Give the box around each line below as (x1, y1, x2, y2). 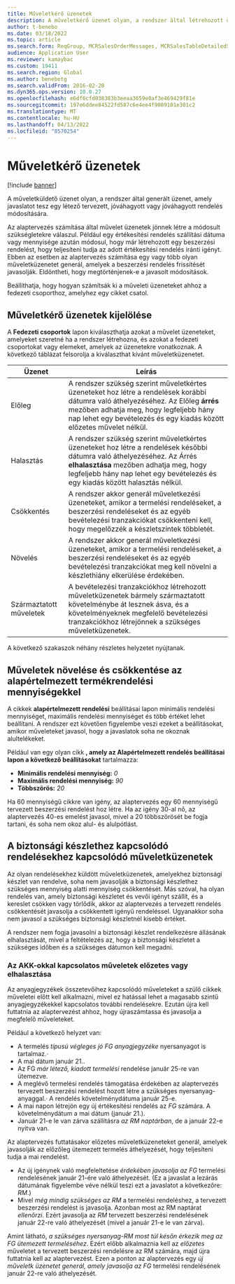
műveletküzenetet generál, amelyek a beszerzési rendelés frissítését (7, 260, 205, 269)
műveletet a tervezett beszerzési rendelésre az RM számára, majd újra (7, 1247, 211, 1255)
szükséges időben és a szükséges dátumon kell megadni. (7, 942, 173, 951)
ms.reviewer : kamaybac (7, 56, 73, 63)
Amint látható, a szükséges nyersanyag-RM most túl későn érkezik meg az (7, 1232, 223, 1241)
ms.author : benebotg (7, 75, 68, 83)
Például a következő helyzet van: (7, 1029, 102, 1037)
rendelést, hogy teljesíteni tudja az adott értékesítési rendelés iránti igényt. (7, 245, 222, 254)
